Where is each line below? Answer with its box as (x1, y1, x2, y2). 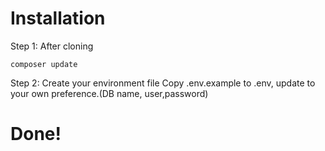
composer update (10, 59, 78, 69)
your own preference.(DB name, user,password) (10, 87, 209, 99)
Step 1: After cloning (10, 40, 94, 52)
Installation (10, 7, 106, 30)
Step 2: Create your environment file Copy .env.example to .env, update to (10, 77, 316, 89)
